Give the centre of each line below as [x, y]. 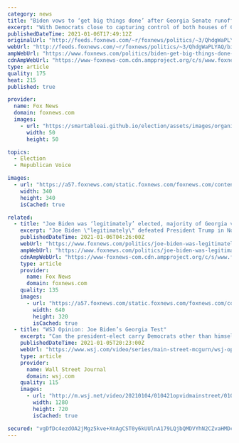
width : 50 [41, 132]
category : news [30, 14]
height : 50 [42, 139]
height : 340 [38, 198]
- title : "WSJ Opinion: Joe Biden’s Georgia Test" [90, 330]
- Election [30, 159]
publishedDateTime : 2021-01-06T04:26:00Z [82, 237]
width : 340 [36, 191]
